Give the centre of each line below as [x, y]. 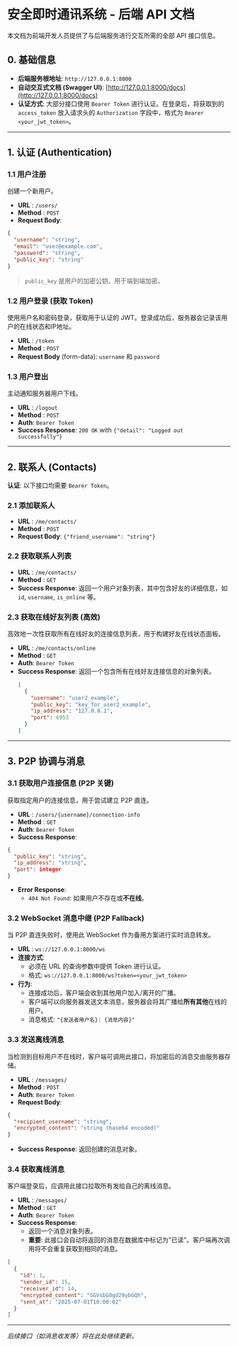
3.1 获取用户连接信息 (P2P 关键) [61, 784]
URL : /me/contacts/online [57, 647]
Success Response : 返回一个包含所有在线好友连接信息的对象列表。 [116, 671]
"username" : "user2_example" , [75, 698]
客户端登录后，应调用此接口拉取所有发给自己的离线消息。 [91, 1186]
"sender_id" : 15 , [46, 1282]
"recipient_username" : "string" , [63, 1121]
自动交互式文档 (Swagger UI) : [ [63, 87]
